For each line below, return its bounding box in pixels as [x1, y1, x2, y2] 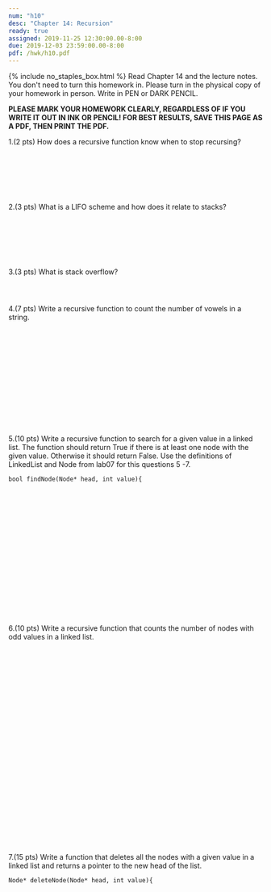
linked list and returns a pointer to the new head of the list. [8, 861, 202, 870]
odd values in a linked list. [8, 632, 94, 641]
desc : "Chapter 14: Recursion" [8, 19, 114, 27]
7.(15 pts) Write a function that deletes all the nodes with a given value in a [8, 852, 255, 861]
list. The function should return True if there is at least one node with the [8, 443, 249, 452]
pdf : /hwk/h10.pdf [8, 49, 70, 57]
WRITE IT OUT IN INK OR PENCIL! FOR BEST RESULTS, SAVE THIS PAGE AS [8, 113, 263, 122]
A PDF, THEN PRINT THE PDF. [8, 122, 110, 131]
